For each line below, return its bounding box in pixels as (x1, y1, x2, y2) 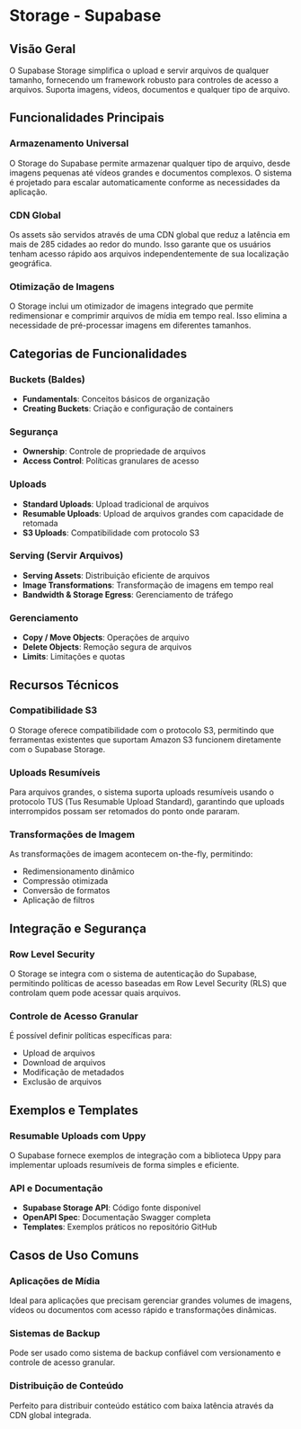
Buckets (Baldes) (9, 373, 85, 385)
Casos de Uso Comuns (9, 1247, 139, 1263)
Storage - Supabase (9, 5, 162, 26)
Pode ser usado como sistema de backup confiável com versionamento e (9, 1347, 281, 1359)
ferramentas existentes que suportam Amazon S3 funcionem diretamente (9, 734, 281, 745)
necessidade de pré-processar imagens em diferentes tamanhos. (9, 320, 252, 331)
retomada (22, 517, 58, 528)
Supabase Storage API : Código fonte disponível (22, 1202, 201, 1213)
